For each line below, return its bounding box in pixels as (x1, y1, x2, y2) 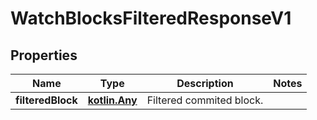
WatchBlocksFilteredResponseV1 (10, 7, 292, 30)
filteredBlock (15, 93, 78, 107)
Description (176, 77, 234, 90)
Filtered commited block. (146, 93, 264, 107)
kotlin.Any (87, 93, 138, 107)
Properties (10, 47, 78, 64)
